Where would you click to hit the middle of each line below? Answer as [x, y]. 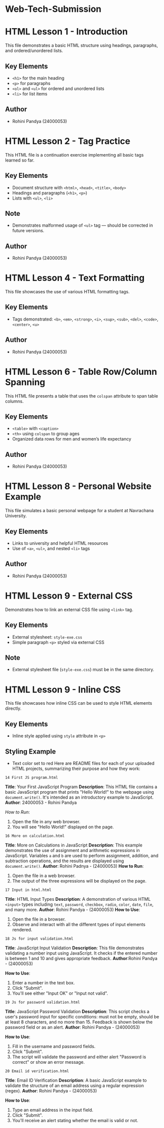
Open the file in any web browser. [46, 821]
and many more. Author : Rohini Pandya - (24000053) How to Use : [73, 909]
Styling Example [30, 751]
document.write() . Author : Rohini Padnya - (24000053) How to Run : [74, 866]
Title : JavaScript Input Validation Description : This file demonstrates [75, 948]
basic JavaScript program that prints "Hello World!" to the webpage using [80, 792]
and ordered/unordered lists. [34, 51]
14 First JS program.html [31, 777]
